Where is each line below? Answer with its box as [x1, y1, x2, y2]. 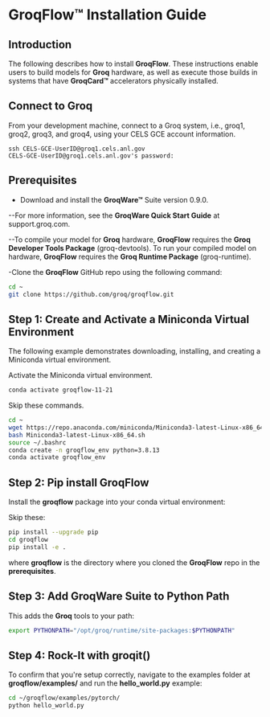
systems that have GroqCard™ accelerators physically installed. [8, 76, 219, 85]
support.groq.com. [8, 219, 71, 228]
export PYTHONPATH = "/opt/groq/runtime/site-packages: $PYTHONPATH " [8, 626, 235, 634]
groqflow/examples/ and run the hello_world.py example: [8, 678, 202, 688]
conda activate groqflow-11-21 [8, 386, 113, 395]
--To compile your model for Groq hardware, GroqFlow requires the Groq [8, 235, 252, 244]
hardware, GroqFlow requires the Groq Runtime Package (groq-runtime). [8, 252, 252, 261]
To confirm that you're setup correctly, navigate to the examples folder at [8, 670, 251, 680]
